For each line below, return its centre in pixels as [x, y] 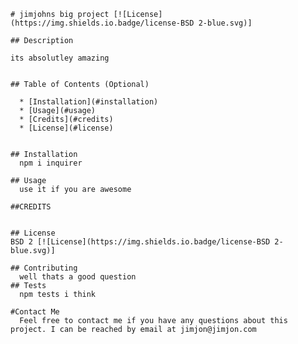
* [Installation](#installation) [89, 102]
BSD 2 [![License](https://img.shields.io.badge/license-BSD [140, 242]
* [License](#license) [66, 128]
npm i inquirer [51, 163]
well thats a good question [78, 277]
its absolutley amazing [60, 58]
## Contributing [44, 268]
